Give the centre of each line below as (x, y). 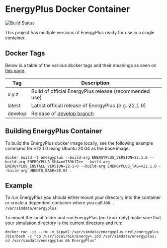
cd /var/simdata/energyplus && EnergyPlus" (51, 241)
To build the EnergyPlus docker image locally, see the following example (79, 143)
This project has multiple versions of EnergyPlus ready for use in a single (80, 32)
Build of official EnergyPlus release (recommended (91, 91)
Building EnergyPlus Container (54, 131)
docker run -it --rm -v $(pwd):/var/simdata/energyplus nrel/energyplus (82, 232)
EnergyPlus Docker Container (68, 9)
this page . (15, 70)
